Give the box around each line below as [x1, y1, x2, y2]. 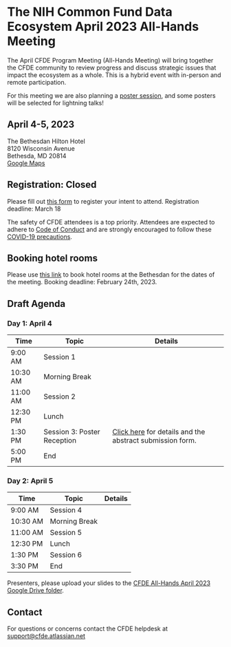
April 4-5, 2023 [7, 118, 75, 131]
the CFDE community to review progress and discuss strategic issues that [7, 63, 217, 72]
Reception [43, 436, 77, 445]
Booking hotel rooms [7, 252, 98, 264]
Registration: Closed [7, 179, 97, 191]
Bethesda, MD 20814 [7, 151, 67, 160]
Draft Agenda [7, 297, 66, 310]
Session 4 [49, 505, 82, 515]
